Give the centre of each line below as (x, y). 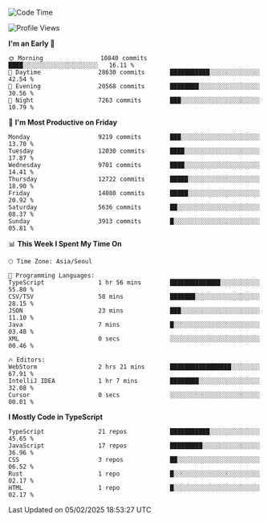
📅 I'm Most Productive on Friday (63, 122)
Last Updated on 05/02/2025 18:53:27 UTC (80, 510)
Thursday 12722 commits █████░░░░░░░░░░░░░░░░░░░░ (134, 179)
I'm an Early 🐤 (32, 43)
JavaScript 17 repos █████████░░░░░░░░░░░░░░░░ (134, 446)
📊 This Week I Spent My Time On (65, 244)
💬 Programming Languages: (51, 275)
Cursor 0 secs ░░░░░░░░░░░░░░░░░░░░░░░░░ (134, 395)
